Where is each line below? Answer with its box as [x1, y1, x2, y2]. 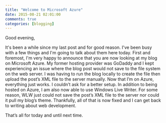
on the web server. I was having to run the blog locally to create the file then [5, 71, 161, 77]
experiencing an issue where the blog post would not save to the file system [5, 66, 161, 72]
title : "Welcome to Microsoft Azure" [5, 7, 83, 12]
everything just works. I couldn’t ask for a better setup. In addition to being [5, 82, 158, 88]
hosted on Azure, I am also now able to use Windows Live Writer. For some [5, 87, 158, 93]
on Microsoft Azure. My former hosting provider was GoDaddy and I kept [5, 60, 154, 66]
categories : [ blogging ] [5, 21, 55, 26]
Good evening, [5, 35, 35, 41]
